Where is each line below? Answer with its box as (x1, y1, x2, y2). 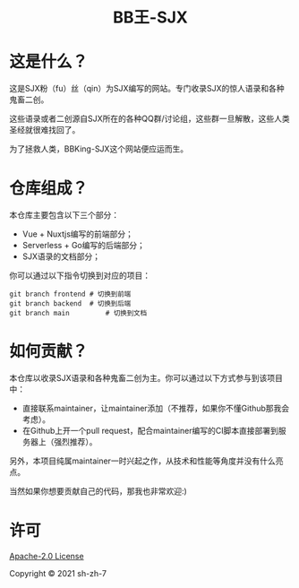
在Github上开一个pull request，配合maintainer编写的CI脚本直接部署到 (21, 426, 279, 436)
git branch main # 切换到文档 (9, 309, 148, 318)
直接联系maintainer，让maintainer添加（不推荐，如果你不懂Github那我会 (21, 403, 290, 413)
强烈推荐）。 (53, 437, 98, 447)
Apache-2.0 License (9, 550, 84, 561)
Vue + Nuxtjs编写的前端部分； (21, 229, 134, 239)
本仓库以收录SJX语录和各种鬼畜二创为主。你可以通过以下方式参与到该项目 (9, 373, 284, 383)
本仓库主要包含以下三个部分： (9, 210, 119, 220)
